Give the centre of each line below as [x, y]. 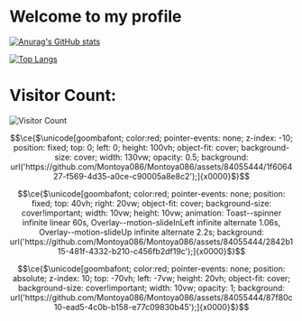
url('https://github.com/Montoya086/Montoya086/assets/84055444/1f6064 [151, 166]
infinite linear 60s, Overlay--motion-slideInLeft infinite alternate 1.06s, [151, 222]
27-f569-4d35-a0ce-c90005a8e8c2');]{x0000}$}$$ [151, 176]
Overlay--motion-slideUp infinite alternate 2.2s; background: [151, 232]
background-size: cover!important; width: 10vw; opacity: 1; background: [151, 288]
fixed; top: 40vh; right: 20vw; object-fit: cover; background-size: [151, 203]
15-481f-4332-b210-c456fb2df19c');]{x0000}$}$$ [151, 251]
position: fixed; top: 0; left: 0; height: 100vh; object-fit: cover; [126, 147]
